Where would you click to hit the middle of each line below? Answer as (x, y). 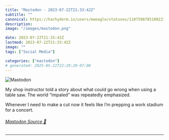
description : (19, 24)
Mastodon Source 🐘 (26, 121)
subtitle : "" (19, 15)
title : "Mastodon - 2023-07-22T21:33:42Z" (50, 10)
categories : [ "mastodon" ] (32, 61)
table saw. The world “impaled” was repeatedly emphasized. (68, 95)
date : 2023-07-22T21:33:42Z (35, 38)
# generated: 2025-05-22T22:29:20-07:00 (48, 65)
